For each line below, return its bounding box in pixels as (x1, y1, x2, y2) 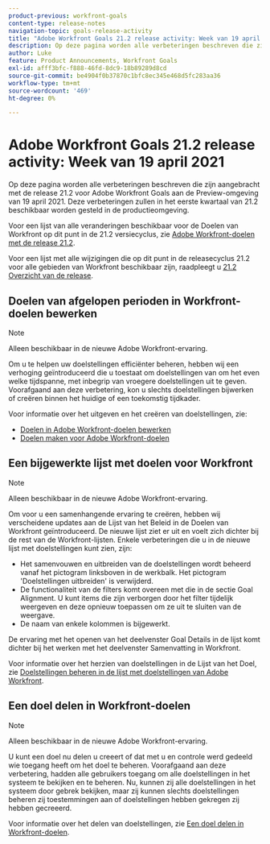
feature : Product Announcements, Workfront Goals (8, 57, 178, 65)
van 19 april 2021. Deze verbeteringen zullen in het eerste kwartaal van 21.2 (8, 197, 259, 206)
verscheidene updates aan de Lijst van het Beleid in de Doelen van (8, 517, 229, 527)
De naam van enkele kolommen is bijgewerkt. (19, 619, 170, 628)
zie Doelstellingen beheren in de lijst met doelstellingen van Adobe (8, 667, 229, 676)
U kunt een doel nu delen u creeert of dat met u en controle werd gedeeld (8, 751, 253, 761)
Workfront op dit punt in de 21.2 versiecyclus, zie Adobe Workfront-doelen (8, 230, 256, 239)
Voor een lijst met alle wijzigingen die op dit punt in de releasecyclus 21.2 (8, 254, 251, 263)
